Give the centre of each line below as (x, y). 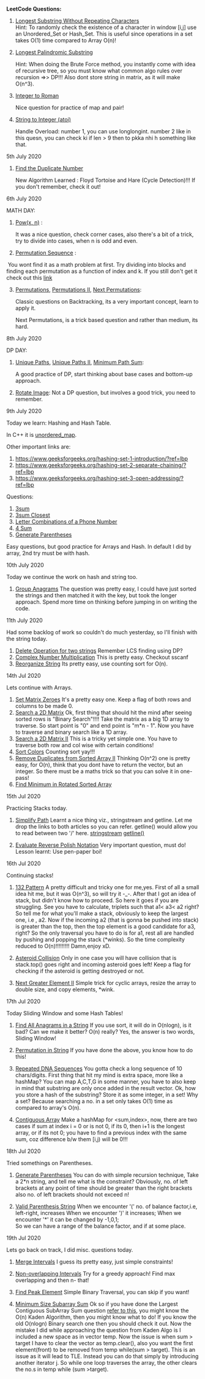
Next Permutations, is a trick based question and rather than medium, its (106, 320)
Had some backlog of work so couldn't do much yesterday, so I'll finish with (102, 632)
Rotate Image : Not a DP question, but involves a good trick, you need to (105, 392)
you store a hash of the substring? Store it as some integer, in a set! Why (107, 1094)
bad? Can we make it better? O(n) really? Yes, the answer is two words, (105, 1031)
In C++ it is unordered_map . (42, 435)
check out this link (29, 278)
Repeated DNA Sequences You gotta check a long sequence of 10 (99, 1068)
